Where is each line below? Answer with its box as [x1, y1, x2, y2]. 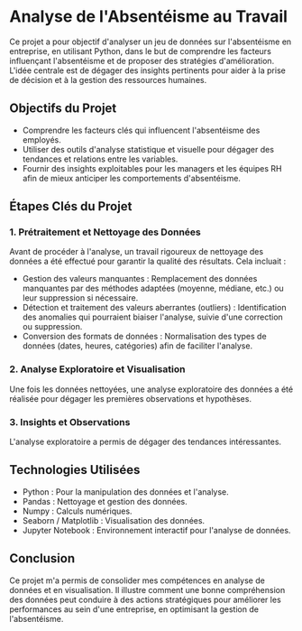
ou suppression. [22, 321, 83, 332]
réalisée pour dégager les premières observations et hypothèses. [9, 393, 252, 404]
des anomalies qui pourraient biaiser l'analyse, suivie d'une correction [22, 311, 284, 322]
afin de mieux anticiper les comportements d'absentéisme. [22, 172, 242, 183]
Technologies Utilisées [9, 462, 141, 478]
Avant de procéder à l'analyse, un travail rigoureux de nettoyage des [9, 246, 264, 257]
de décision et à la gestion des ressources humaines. [9, 74, 207, 85]
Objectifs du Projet [9, 101, 117, 116]
